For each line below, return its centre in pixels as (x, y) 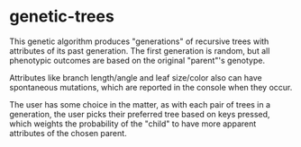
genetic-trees (62, 17)
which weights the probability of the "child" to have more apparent (133, 124)
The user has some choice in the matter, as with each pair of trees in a (140, 104)
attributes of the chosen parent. (68, 133)
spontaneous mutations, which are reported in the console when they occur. (151, 87)
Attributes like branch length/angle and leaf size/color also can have (136, 77)
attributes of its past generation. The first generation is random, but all (140, 50)
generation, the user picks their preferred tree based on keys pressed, (140, 114)
